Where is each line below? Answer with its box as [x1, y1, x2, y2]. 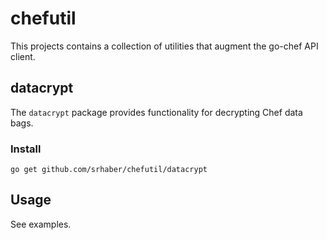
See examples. [10, 218, 72, 230]
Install [10, 142, 42, 156]
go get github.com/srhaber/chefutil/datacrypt [10, 165, 208, 175]
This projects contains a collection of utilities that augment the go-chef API [10, 40, 319, 52]
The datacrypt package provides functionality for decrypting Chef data [10, 106, 303, 118]
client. [10, 50, 36, 62]
